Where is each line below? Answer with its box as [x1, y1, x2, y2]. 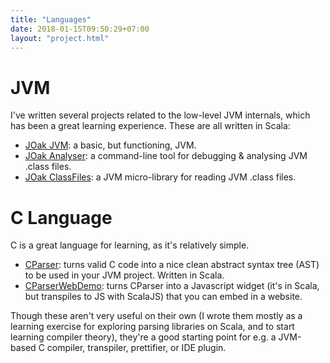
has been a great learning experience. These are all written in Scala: [10, 120, 291, 132]
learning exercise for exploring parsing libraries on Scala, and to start [10, 321, 295, 333]
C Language [10, 206, 113, 229]
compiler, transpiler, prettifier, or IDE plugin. [46, 342, 227, 354]
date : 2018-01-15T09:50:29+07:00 [10, 24, 150, 34]
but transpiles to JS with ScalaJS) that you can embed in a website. [24, 291, 303, 303]
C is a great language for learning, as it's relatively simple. [10, 239, 250, 251]
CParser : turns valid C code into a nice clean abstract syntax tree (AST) [24, 259, 320, 271]
